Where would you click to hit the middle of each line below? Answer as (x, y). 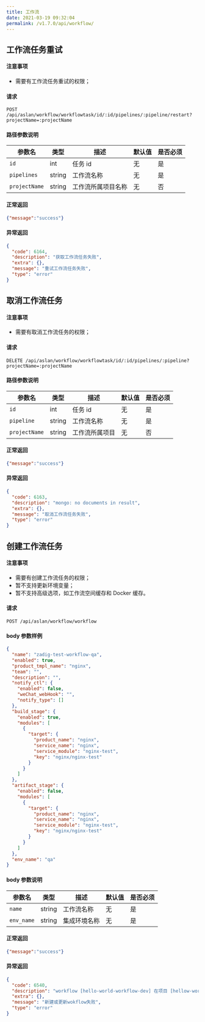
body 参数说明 (24, 879)
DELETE (15, 361)
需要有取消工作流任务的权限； (52, 332)
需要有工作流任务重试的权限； (52, 81)
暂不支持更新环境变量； (45, 585)
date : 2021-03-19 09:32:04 (41, 18)
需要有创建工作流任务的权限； (52, 577)
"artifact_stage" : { (38, 786)
